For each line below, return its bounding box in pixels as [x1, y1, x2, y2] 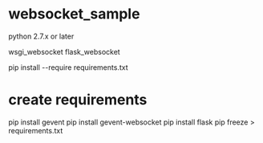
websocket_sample [8, 5, 140, 23]
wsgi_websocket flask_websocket [8, 47, 120, 56]
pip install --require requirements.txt [8, 62, 128, 72]
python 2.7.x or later [8, 31, 75, 41]
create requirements [8, 91, 148, 109]
